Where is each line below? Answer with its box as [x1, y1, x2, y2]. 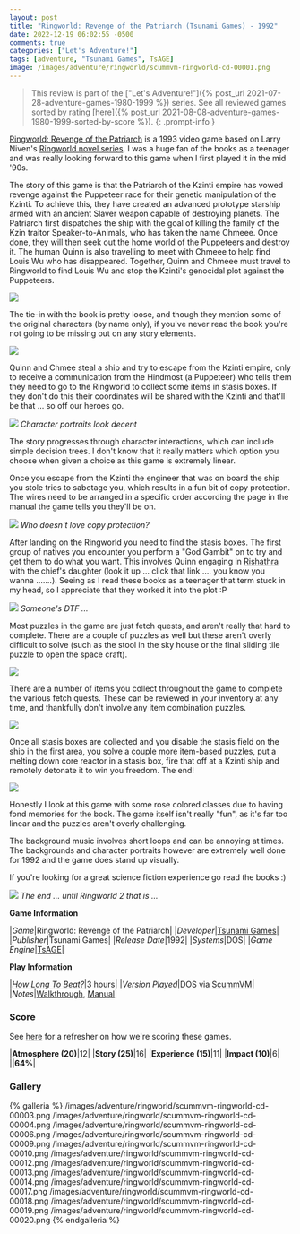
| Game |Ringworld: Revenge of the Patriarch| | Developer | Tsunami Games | [9, 925, 279, 936]
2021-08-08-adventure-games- [162, 107, 280, 117]
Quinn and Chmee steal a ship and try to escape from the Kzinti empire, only [9, 362, 291, 373]
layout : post [9, 13, 58, 22]
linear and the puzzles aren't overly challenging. [9, 817, 187, 829]
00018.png [9, 1195, 49, 1206]
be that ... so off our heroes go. [9, 400, 124, 410]
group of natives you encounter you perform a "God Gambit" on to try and [9, 546, 283, 557]
